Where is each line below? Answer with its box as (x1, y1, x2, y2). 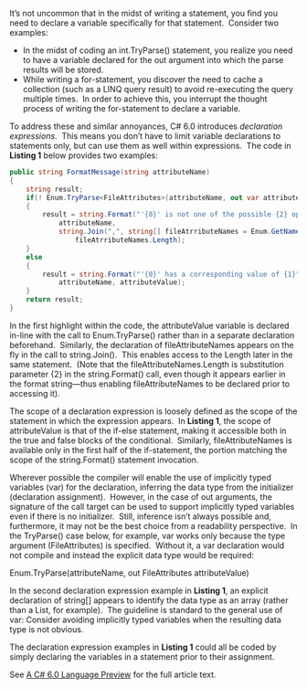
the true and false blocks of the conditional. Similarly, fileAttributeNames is (9, 434, 292, 446)
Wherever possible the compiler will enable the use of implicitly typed (9, 472, 272, 482)
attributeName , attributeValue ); (58, 278, 185, 287)
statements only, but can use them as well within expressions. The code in (9, 141, 292, 151)
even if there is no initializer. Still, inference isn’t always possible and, (9, 511, 272, 522)
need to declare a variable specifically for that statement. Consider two (9, 17, 280, 28)
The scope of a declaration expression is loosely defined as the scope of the (9, 406, 299, 417)
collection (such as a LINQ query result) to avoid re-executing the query (22, 84, 294, 94)
